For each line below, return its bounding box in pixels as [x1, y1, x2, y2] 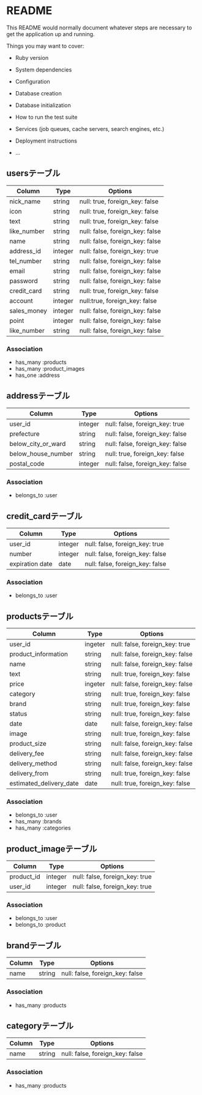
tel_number [9, 256, 42, 265]
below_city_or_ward [9, 439, 66, 448]
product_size [9, 740, 47, 748]
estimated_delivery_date [9, 779, 79, 788]
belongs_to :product [15, 921, 66, 929]
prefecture [9, 429, 40, 438]
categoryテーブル [6, 1020, 74, 1031]
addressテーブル [6, 391, 70, 401]
